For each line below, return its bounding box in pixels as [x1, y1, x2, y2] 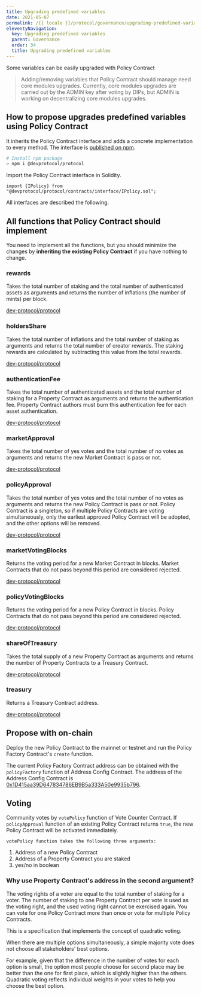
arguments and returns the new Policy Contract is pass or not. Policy [6, 500, 175, 507]
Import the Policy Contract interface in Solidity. [6, 172, 121, 179]
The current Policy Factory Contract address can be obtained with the [6, 762, 179, 769]
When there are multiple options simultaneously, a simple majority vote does [6, 939, 194, 946]
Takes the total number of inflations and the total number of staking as [6, 336, 179, 343]
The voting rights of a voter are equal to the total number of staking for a [6, 890, 185, 897]
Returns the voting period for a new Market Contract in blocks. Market [6, 559, 179, 567]
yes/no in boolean [14, 862, 60, 869]
